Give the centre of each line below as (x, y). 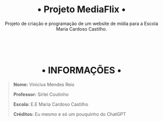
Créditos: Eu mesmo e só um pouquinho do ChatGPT (69, 114)
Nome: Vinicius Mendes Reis (44, 84)
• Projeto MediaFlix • (81, 9)
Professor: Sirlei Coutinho (41, 94)
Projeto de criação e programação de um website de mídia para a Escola (81, 23)
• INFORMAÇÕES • (81, 70)
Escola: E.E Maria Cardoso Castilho (51, 104)
